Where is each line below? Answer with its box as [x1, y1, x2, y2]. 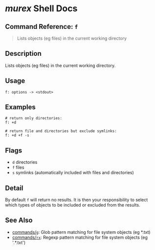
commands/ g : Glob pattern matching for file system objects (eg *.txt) [12, 229, 151, 235]
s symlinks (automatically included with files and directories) [12, 170, 134, 176]
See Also [5, 216, 33, 225]
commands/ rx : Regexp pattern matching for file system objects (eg [12, 234, 148, 240]
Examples [5, 103, 36, 112]
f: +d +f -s [5, 133, 29, 138]
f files [12, 164, 24, 170]
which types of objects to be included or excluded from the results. [5, 202, 140, 208]
